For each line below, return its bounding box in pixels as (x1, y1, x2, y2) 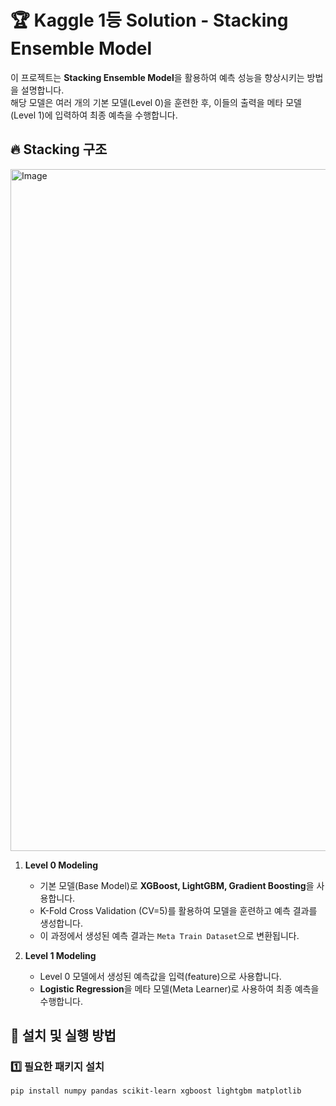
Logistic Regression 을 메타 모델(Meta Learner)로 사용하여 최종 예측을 (39, 982, 320, 995)
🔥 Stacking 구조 (10, 141, 108, 158)
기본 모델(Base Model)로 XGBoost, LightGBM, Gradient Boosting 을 (39, 879, 315, 891)
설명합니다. (20, 84, 65, 96)
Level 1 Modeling (24, 949, 97, 961)
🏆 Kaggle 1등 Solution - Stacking (10, 9, 289, 32)
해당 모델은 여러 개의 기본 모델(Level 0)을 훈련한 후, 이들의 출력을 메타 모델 (10, 96, 302, 108)
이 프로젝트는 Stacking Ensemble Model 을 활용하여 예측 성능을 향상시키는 (10, 71, 305, 83)
